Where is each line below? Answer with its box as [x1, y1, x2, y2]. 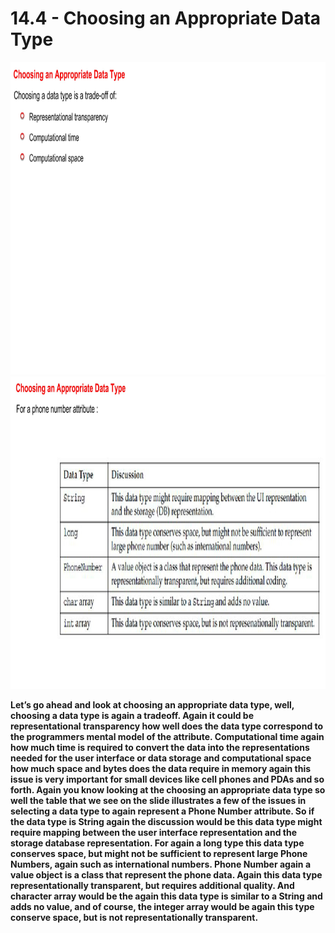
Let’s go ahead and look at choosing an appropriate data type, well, [10, 698, 295, 711]
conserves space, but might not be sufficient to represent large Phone [10, 847, 308, 859]
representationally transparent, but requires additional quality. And [10, 879, 295, 891]
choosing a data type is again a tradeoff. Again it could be [10, 709, 254, 721]
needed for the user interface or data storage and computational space [10, 752, 312, 764]
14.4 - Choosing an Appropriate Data [10, 7, 322, 30]
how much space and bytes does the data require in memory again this [10, 762, 312, 774]
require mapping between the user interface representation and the [10, 826, 298, 838]
